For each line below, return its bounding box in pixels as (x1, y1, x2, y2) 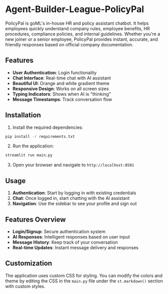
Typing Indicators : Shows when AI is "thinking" (12, 91, 111, 97)
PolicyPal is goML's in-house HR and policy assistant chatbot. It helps (5, 20, 149, 26)
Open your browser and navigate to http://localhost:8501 (12, 162, 134, 168)
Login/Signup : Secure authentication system (12, 228, 106, 235)
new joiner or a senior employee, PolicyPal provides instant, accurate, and (5, 36, 158, 42)
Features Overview (5, 215, 66, 224)
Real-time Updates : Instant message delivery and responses (12, 244, 139, 250)
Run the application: (12, 143, 54, 149)
